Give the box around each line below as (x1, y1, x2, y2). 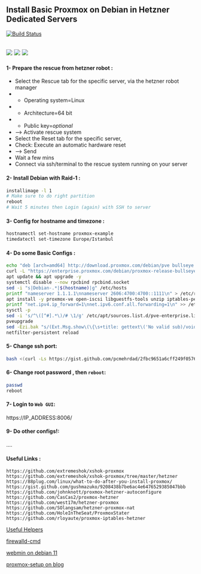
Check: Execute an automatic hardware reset (14, 141, 126, 149)
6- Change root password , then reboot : (6, 369, 106, 376)
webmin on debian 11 (6, 549, 58, 557)
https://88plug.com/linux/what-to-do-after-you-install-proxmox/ (6, 479, 172, 485)
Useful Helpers (6, 526, 44, 533)
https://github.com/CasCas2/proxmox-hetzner (6, 495, 119, 501)
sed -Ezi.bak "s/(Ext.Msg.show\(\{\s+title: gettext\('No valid (6, 324, 170, 330)
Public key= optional (23, 122, 73, 130)
